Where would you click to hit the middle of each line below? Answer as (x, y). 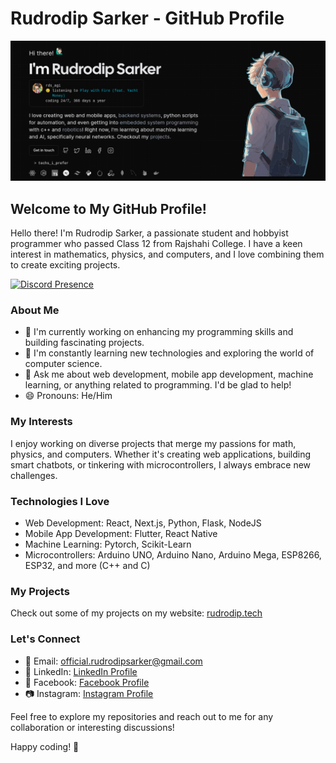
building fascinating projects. (84, 343)
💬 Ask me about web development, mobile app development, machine (169, 374)
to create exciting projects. (65, 265)
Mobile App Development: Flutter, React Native (121, 534)
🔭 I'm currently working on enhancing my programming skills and (159, 332)
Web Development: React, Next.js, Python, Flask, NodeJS (143, 523)
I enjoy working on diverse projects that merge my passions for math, (153, 443)
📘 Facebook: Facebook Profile (87, 682)
